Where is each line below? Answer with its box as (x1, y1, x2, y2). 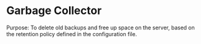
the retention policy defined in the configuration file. (6, 30, 137, 37)
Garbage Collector (6, 4, 102, 18)
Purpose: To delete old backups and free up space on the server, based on (6, 24, 196, 31)
